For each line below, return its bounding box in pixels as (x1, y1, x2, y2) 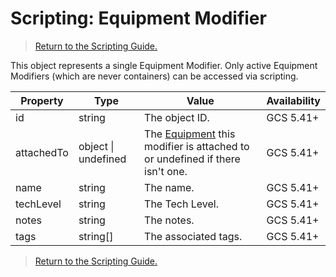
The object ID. (144, 110, 210, 124)
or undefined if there (144, 152, 241, 166)
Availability (266, 93, 321, 107)
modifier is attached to (144, 139, 250, 153)
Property (20, 93, 64, 107)
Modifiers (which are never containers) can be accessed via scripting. (10, 70, 299, 82)
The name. (144, 180, 195, 194)
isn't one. (144, 164, 188, 178)
